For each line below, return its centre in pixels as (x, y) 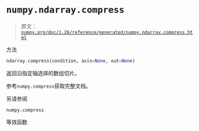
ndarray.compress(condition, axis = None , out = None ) (71, 61)
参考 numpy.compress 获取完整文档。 (49, 86)
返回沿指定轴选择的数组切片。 (43, 73)
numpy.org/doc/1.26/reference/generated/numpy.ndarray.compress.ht (107, 32)
